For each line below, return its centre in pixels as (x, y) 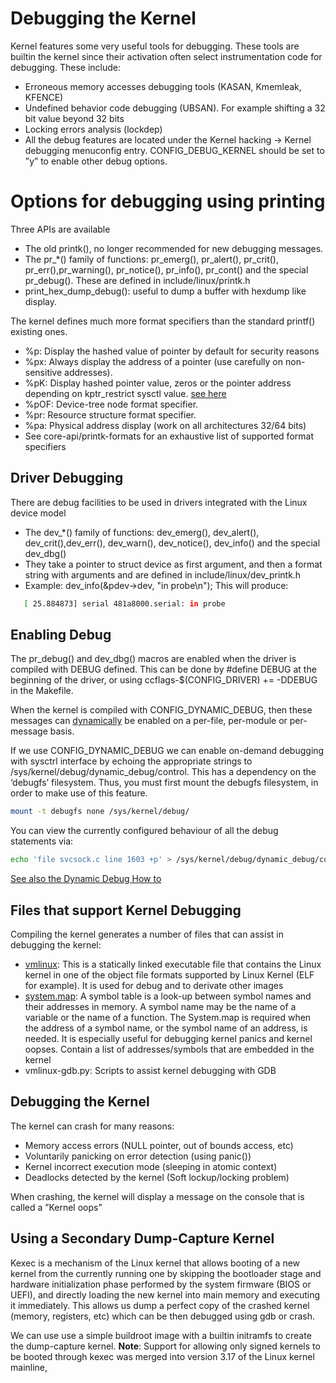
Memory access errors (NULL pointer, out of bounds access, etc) (159, 1145)
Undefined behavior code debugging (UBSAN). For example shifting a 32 (175, 108)
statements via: (42, 841)
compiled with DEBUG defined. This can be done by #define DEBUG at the (163, 669)
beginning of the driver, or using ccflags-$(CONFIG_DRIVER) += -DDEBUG (164, 680)
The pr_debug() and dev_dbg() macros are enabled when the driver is (153, 659)
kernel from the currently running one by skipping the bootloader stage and (166, 1273)
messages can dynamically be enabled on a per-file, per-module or (149, 721)
